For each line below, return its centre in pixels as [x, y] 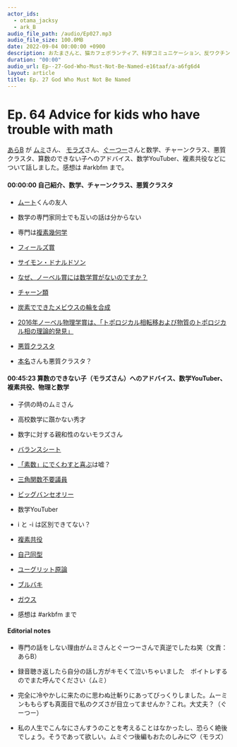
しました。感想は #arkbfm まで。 [80, 167]
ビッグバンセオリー [45, 494]
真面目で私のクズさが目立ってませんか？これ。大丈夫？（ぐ [141, 704]
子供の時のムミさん [45, 404]
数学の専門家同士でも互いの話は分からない [79, 217]
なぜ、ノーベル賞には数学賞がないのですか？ [83, 277]
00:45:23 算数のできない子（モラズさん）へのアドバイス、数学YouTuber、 [117, 378]
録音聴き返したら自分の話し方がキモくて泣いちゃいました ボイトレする [122, 671]
